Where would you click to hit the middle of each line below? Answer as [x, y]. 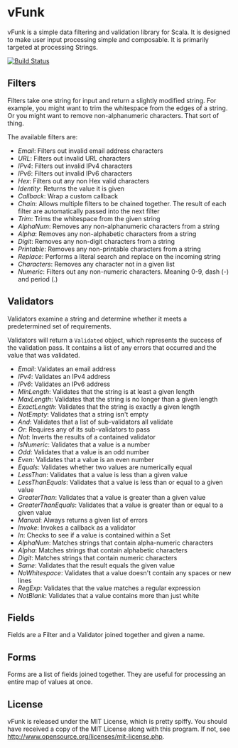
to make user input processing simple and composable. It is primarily [108, 39]
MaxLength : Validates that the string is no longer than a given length [118, 399]
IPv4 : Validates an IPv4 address [64, 376]
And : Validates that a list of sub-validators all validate [95, 422]
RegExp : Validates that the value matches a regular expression [109, 588]
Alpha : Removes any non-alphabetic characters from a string [107, 234]
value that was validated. [44, 355]
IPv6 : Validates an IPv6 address [64, 384]
